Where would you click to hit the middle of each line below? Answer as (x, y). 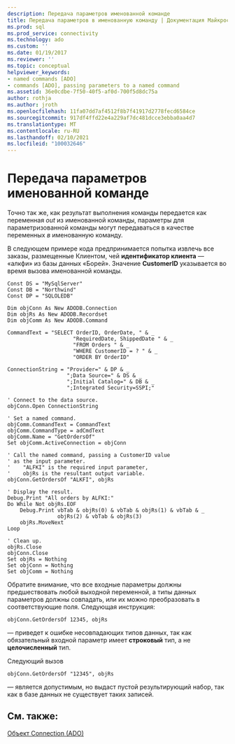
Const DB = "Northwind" (42, 290)
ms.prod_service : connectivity (53, 33)
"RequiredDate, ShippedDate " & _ (123, 339)
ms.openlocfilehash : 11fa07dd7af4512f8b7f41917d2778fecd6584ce (101, 111)
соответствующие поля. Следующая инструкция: (81, 607)
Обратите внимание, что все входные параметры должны (94, 584)
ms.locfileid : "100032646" (47, 144)
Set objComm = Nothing (40, 572)
